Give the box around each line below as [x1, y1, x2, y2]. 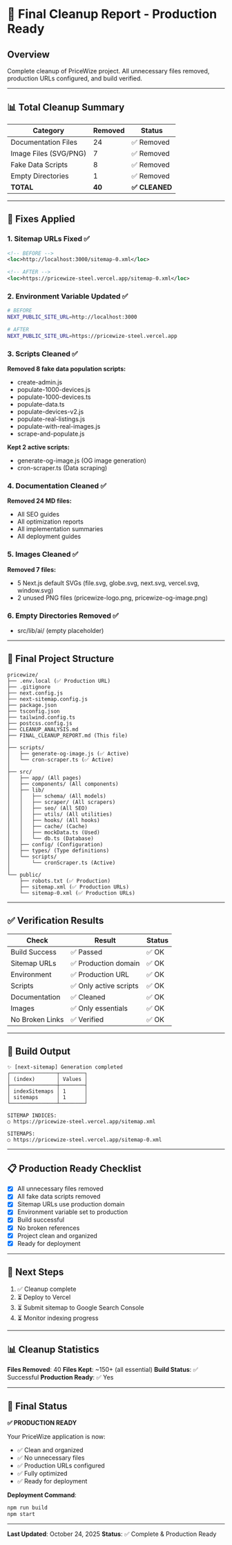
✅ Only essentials [70, 1003, 128, 1013]
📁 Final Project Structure [7, 653, 115, 665]
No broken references [17, 1224, 80, 1232]
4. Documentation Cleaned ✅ [7, 481, 107, 491]
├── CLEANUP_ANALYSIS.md [7, 726, 79, 733]
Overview [7, 48, 50, 60]
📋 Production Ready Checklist [7, 1163, 142, 1175]
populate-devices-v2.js [17, 408, 84, 416]
